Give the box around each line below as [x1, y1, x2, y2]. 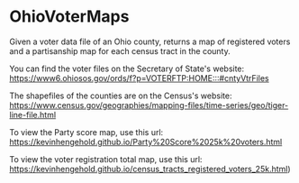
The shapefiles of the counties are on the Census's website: [9, 90, 232, 101]
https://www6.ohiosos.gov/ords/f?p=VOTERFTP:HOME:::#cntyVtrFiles [9, 72, 269, 83]
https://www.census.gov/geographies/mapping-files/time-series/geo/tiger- [9, 99, 289, 110]
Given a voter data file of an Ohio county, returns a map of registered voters [9, 36, 291, 47]
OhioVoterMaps [9, 6, 130, 27]
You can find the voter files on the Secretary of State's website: [9, 63, 245, 74]
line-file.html [9, 109, 57, 120]
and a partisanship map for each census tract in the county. [9, 45, 231, 56]
